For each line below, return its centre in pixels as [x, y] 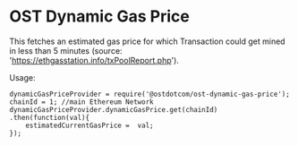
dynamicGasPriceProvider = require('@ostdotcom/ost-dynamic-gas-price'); [150, 94]
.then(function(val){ [50, 117]
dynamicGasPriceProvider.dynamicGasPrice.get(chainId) [114, 109]
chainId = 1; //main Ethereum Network [81, 102]
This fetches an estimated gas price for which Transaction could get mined [147, 41]
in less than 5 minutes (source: [66, 50]
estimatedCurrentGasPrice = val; [89, 125]
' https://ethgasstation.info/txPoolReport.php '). [94, 60]
